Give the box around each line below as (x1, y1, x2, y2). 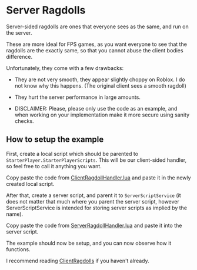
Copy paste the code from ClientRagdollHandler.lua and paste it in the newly (6, 174, 191, 181)
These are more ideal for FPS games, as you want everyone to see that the (6, 41, 187, 48)
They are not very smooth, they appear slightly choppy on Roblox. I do (14, 76, 185, 83)
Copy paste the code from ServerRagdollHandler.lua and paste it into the (6, 222, 182, 229)
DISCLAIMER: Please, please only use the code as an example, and (14, 105, 178, 112)
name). (6, 210, 24, 218)
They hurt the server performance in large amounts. (14, 94, 141, 101)
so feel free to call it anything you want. (6, 162, 102, 169)
